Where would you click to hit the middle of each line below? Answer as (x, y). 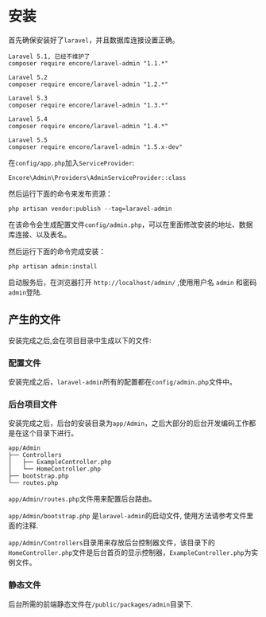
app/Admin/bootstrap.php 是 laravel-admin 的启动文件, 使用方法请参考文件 (127, 516)
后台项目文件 (33, 404)
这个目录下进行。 (50, 433)
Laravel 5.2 (28, 77)
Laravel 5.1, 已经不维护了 (49, 57)
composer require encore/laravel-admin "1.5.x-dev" (95, 147)
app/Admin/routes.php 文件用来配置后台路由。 (82, 499)
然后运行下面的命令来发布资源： (60, 193)
